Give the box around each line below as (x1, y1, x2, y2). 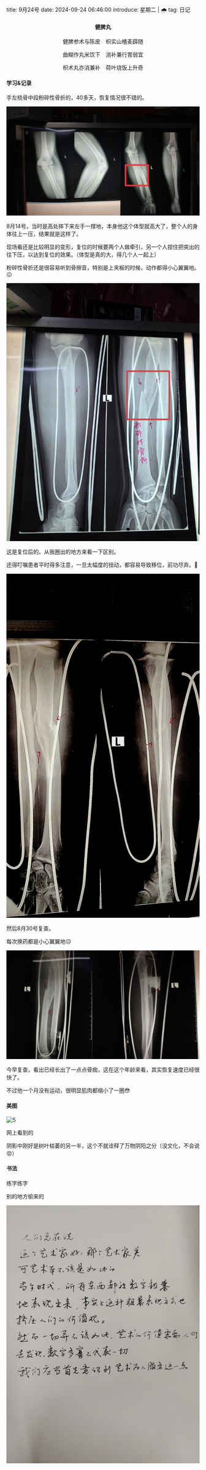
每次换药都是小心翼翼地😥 (6, 937, 72, 945)
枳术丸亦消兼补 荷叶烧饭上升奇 (63, 64, 143, 71)
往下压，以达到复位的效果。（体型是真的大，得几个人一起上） (6, 251, 159, 258)
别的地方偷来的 (6, 1192, 44, 1200)
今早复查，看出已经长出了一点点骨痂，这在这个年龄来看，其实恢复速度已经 (6, 1066, 194, 1074)
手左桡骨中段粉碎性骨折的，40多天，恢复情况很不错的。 (6, 94, 148, 101)
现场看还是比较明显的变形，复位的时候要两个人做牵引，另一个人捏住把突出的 (6, 243, 200, 251)
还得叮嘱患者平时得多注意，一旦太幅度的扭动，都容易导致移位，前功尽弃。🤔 (6, 561, 198, 568)
